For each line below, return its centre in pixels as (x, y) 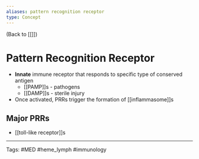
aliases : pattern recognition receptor (55, 12)
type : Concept (24, 17)
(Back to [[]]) (22, 34)
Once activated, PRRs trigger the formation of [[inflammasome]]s (94, 100)
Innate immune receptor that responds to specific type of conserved (98, 74)
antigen (24, 81)
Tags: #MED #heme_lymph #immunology (56, 150)
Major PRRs (28, 118)
